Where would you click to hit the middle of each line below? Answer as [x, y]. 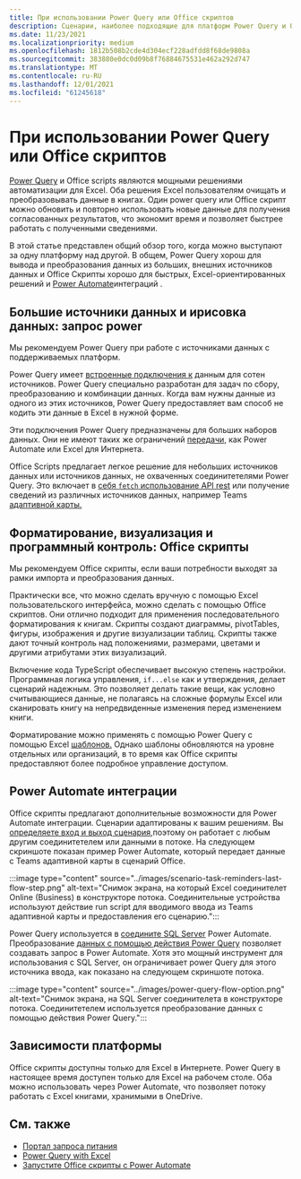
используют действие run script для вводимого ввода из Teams [131, 906]
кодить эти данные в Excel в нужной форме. [94, 412]
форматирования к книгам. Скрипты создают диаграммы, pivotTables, [145, 624]
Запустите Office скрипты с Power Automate [106, 1165]
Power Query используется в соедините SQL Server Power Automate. [140, 933]
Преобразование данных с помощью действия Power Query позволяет [146, 943]
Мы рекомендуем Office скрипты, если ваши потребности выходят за [143, 568]
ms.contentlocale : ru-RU [56, 76]
